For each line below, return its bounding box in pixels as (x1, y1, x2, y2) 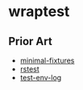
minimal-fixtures (19, 55, 75, 65)
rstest (19, 64, 40, 74)
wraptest (8, 2, 70, 21)
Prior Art (8, 35, 52, 48)
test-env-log (19, 73, 62, 82)
